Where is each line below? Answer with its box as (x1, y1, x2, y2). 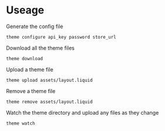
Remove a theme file (6, 87, 56, 94)
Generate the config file (6, 23, 63, 30)
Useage (6, 4, 44, 17)
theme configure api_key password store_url (6, 34, 116, 40)
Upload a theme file (6, 65, 54, 73)
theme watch (6, 120, 35, 126)
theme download (6, 56, 43, 61)
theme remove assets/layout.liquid (6, 99, 93, 105)
